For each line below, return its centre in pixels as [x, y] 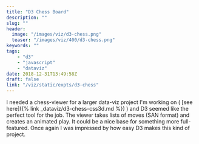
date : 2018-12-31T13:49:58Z [42, 74]
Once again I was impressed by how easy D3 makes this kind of [110, 128]
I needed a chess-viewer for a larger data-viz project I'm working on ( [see [99, 102]
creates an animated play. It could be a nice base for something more [93, 121]
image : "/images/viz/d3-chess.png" [57, 34]
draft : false [23, 79]
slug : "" [17, 23]
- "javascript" [36, 62]
